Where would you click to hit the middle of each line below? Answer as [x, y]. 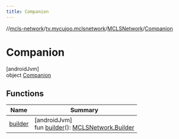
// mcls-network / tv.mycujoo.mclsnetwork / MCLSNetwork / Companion [89, 28]
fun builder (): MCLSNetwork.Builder [84, 128]
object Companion [29, 75]
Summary [84, 110]
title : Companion [28, 12]
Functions [25, 93]
